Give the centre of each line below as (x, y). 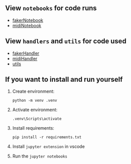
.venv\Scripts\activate (37, 119)
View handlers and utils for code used (66, 41)
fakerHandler (26, 53)
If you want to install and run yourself (64, 80)
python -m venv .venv (34, 101)
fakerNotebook (28, 20)
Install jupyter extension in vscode (49, 147)
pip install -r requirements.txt (47, 137)
